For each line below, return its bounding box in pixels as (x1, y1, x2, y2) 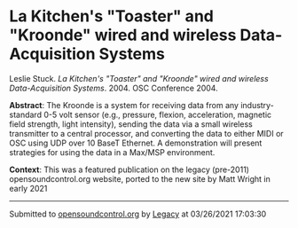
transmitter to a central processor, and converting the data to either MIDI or (9, 128, 284, 138)
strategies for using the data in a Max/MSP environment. (9, 146, 216, 157)
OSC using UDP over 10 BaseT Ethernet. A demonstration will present (9, 138, 263, 148)
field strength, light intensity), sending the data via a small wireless (9, 118, 253, 130)
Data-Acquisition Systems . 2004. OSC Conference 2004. (9, 83, 219, 93)
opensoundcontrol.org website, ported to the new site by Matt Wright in (9, 173, 271, 184)
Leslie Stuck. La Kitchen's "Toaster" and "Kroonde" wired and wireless (9, 73, 269, 83)
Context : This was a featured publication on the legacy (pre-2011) (9, 164, 250, 175)
